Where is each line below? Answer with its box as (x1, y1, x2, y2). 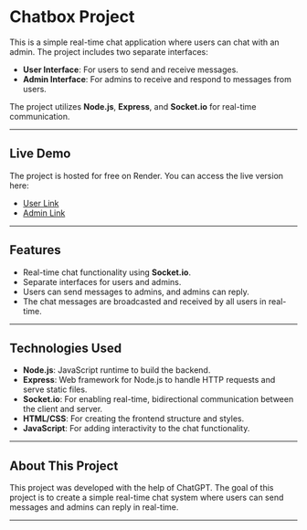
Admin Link (22, 207, 66, 218)
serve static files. (22, 384, 88, 395)
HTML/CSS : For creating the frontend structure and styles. (22, 413, 245, 424)
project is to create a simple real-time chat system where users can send (9, 492, 284, 503)
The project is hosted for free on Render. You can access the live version (9, 170, 284, 181)
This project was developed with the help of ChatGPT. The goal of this (9, 482, 274, 493)
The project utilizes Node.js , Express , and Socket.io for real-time (9, 101, 257, 111)
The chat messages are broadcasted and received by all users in (22, 295, 267, 307)
